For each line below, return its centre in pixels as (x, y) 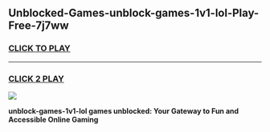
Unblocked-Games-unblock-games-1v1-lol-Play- (134, 13)
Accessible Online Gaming (53, 119)
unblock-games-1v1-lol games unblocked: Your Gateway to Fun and (124, 110)
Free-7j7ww (39, 26)
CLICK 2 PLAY (36, 78)
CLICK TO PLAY (39, 49)
